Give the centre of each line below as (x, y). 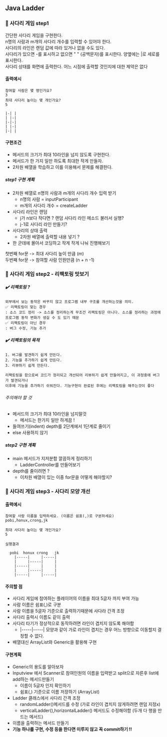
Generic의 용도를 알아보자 (38, 667)
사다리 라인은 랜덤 (30, 212)
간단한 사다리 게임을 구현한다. (34, 35)
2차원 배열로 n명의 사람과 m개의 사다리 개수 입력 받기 (64, 193)
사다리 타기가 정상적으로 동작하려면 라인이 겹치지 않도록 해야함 (73, 624)
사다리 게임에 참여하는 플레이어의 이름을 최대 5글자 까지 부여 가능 (76, 599)
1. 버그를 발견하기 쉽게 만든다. (34, 355)
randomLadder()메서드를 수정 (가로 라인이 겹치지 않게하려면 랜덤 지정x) (90, 704)
